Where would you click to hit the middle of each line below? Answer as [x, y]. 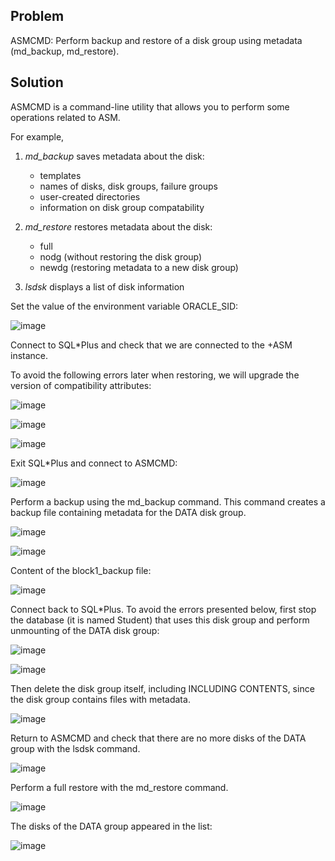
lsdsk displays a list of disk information [104, 286]
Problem [37, 16]
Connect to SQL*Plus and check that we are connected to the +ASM [151, 345]
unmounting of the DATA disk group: [85, 630]
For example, [37, 136]
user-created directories [90, 196]
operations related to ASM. [65, 117]
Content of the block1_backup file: [81, 570]
